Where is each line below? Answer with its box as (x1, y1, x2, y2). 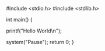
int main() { (6, 16, 33, 23)
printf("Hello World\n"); (6, 27, 62, 34)
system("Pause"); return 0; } (6, 39, 75, 45)
